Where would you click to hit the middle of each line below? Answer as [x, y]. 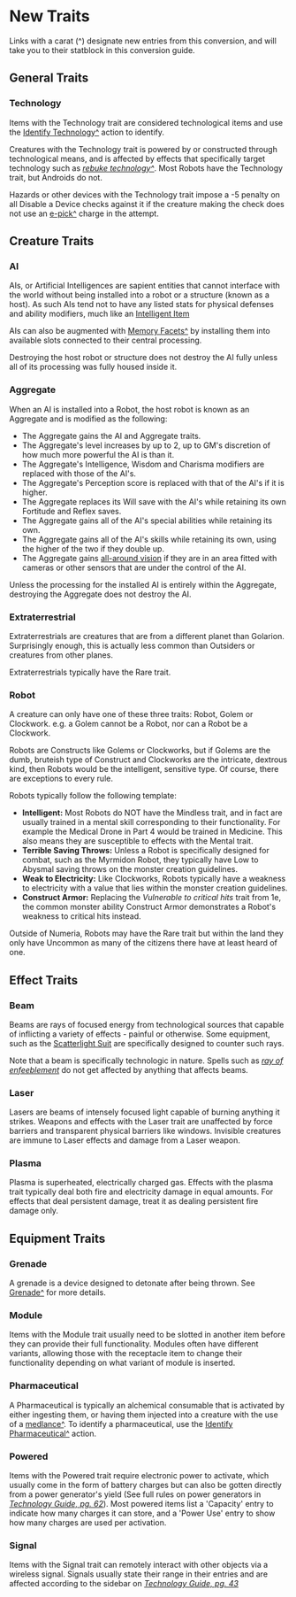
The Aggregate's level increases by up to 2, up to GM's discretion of [146, 445]
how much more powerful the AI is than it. [98, 454]
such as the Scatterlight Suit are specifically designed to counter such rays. [147, 1043]
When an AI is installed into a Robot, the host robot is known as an [129, 409]
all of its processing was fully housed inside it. [93, 367]
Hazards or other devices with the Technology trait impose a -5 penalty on [145, 194]
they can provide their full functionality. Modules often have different [134, 1344]
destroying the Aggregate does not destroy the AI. [100, 594]
